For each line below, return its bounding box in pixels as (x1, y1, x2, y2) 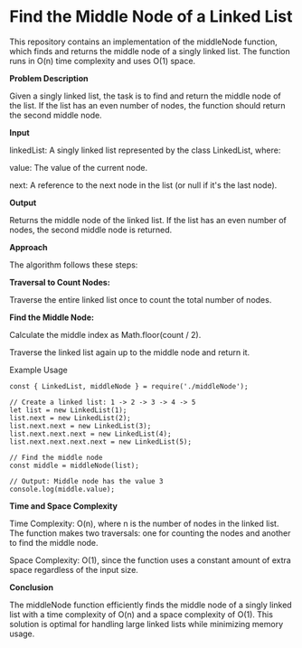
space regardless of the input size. (9, 564, 138, 575)
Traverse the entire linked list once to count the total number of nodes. (9, 294, 272, 305)
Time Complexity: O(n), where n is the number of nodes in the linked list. (9, 518, 279, 529)
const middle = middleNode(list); (9, 461, 140, 470)
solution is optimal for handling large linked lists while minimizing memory (9, 618, 284, 629)
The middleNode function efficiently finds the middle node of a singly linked (9, 599, 292, 610)
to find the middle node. (9, 537, 99, 548)
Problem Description (9, 72, 89, 83)
